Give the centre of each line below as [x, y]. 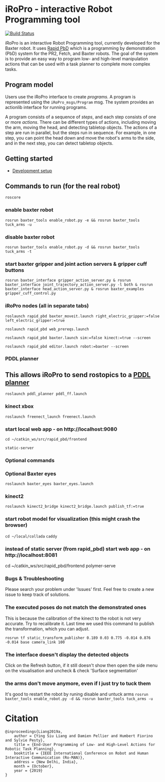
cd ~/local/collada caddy [31, 536]
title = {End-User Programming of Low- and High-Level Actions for [84, 745]
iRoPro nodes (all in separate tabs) [47, 306]
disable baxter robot [30, 237]
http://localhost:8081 [31, 555]
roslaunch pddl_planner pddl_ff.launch [46, 394]
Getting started [29, 159]
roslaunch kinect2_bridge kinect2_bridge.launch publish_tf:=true [75, 507]
